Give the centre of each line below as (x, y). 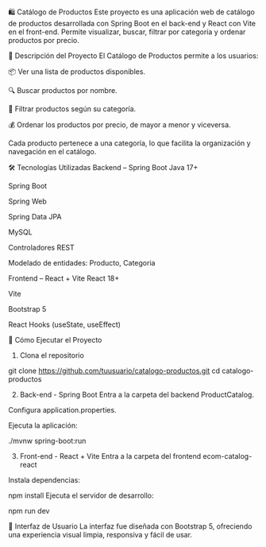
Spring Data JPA (35, 217)
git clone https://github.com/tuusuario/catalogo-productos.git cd (114, 370)
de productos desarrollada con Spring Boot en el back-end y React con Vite (132, 23)
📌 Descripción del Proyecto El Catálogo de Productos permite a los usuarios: (133, 56)
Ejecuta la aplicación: (43, 425)
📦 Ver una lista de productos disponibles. (77, 72)
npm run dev (29, 511)
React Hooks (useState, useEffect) (65, 324)
